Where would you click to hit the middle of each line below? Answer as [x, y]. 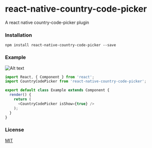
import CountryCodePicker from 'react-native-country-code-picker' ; [76, 81]
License [15, 130]
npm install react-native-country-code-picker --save [61, 45]
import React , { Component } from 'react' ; [50, 77]
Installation [19, 35]
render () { [20, 95]
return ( [23, 99]
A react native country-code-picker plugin [47, 22]
